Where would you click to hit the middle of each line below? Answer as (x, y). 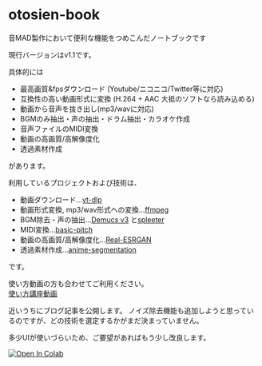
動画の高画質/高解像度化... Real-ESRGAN (85, 239)
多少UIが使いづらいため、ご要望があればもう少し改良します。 (109, 337)
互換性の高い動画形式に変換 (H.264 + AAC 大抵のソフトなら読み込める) (137, 98)
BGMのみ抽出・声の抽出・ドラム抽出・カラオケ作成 (105, 118)
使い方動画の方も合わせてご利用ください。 (78, 283)
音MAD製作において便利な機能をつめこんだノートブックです (107, 38)
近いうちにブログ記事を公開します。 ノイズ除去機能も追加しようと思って (128, 310)
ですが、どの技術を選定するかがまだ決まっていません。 (113, 320)
